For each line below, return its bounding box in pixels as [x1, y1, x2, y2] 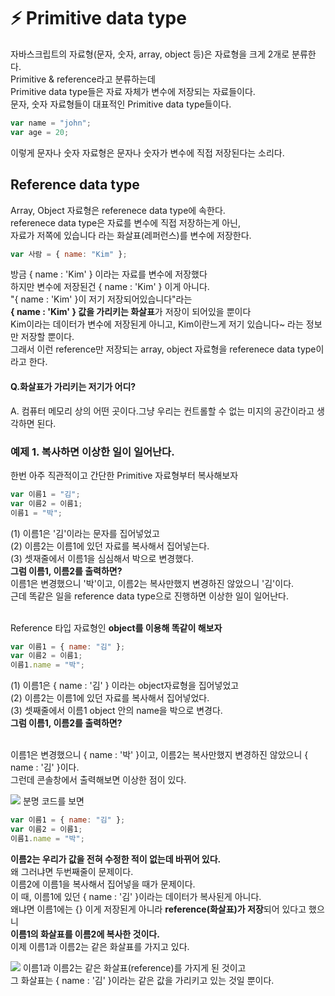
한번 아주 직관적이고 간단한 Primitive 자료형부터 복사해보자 [10, 469, 239, 481]
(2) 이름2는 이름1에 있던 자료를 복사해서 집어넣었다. [10, 692, 210, 704]
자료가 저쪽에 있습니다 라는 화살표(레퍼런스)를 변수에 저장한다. [10, 229, 252, 241]
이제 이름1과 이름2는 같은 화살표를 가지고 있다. [10, 940, 190, 952]
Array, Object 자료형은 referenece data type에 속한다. [10, 204, 226, 216]
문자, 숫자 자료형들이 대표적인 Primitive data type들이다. [10, 98, 232, 110]
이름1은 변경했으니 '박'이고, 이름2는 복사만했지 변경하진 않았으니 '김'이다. [10, 577, 295, 589]
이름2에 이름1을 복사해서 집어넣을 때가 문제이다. [10, 878, 196, 890]
